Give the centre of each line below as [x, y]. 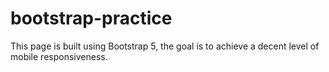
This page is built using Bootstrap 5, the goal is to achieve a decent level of [165, 46]
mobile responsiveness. [59, 56]
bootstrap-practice [91, 18]
